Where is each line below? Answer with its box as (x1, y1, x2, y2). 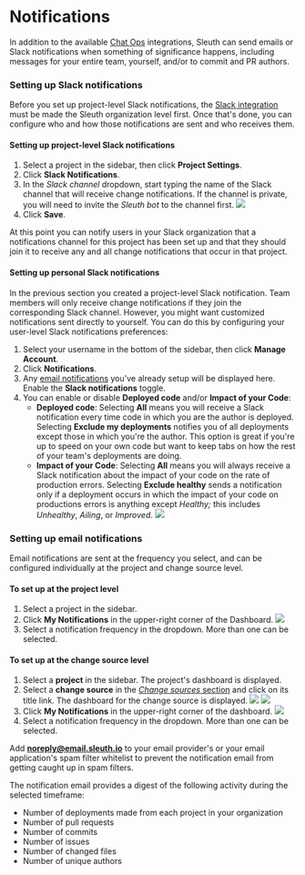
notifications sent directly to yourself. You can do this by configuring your (9, 316, 285, 327)
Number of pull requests (22, 817, 115, 828)
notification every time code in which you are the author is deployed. (36, 412, 294, 422)
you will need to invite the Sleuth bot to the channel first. (22, 199, 235, 210)
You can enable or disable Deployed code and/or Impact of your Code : (22, 392, 291, 402)
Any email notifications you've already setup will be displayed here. (22, 372, 276, 383)
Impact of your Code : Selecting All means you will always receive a (36, 460, 291, 471)
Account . (22, 353, 59, 364)
